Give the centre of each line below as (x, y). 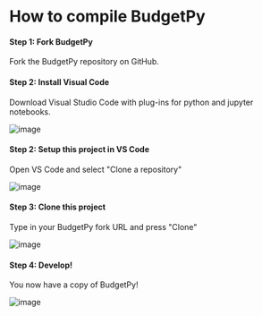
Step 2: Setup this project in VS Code (80, 149)
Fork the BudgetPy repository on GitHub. (84, 62)
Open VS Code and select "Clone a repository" (96, 169)
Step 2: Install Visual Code (59, 81)
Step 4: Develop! (41, 265)
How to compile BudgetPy (107, 17)
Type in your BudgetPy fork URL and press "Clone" (103, 227)
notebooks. (30, 111)
